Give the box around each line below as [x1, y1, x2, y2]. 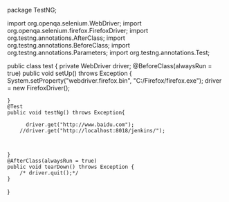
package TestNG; [7, 6, 57, 14]
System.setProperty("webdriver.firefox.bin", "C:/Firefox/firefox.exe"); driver [7, 77, 222, 85]
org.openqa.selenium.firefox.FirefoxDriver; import [7, 27, 149, 34]
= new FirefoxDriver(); [7, 84, 71, 92]
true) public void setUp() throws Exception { [7, 69, 133, 77]
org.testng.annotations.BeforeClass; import [7, 41, 130, 49]
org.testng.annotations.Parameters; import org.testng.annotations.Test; [7, 48, 210, 57]
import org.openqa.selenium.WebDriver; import [7, 19, 142, 27]
